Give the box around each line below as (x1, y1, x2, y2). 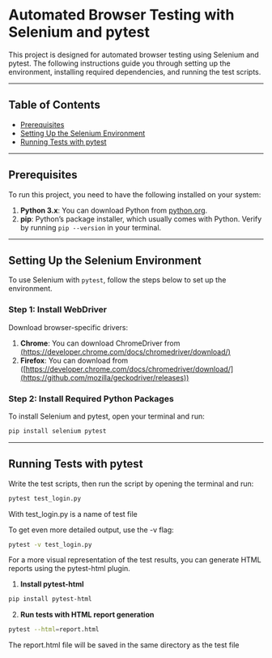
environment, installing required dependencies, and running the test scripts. (8, 67, 261, 76)
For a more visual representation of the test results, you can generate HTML (8, 555, 261, 565)
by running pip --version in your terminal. (19, 222, 162, 232)
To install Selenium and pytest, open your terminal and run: (8, 411, 205, 421)
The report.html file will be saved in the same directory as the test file (8, 640, 240, 650)
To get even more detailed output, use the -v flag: (8, 525, 174, 535)
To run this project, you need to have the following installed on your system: (8, 189, 261, 200)
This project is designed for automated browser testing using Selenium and (8, 49, 259, 59)
